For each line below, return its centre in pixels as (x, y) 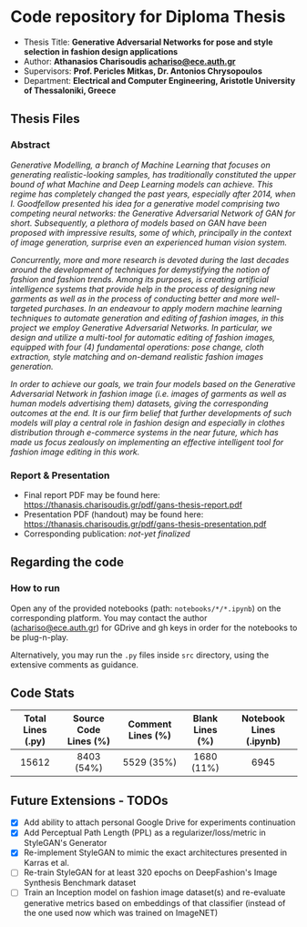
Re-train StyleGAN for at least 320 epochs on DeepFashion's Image (150, 872)
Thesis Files (45, 119)
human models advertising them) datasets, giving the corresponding (139, 403)
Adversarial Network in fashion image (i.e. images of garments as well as (148, 393)
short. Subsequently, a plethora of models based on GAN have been (139, 223)
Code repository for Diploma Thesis (148, 17)
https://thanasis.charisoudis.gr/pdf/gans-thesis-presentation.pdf (145, 524)
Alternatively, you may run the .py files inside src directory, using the (140, 655)
